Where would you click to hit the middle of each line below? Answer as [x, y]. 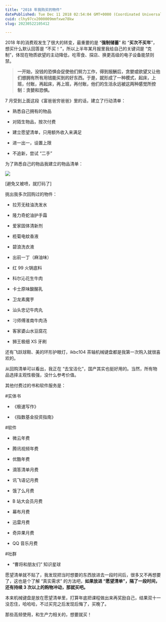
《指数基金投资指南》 [34, 417]
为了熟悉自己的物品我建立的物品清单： [44, 164]
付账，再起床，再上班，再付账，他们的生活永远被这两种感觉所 [89, 84]
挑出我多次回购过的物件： [31, 194]
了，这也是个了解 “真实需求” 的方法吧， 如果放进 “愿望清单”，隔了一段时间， [83, 581]
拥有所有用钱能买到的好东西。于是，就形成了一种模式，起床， [89, 78]
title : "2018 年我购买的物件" [34, 10]
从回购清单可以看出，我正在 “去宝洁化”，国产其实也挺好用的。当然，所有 [79, 369]
